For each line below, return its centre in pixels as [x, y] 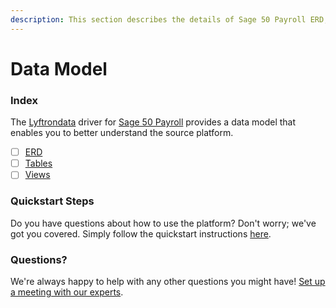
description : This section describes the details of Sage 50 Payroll [158, 19]
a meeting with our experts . [67, 292]
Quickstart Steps [52, 201]
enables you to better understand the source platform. [122, 133]
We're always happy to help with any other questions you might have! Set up [168, 281]
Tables [38, 163]
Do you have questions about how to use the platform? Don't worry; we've [163, 223]
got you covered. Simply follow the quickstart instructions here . [141, 233]
